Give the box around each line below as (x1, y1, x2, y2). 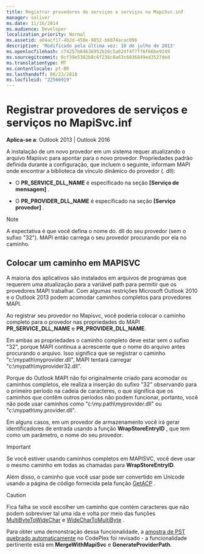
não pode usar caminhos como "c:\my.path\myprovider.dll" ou (6, 400, 162, 407)
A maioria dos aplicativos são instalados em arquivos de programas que (6, 274, 187, 281)
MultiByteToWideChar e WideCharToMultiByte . (6, 516, 125, 524)
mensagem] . (15, 186, 50, 193)
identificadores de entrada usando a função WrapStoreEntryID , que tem (6, 424, 190, 432)
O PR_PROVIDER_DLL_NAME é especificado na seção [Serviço (15, 197, 176, 205)
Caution (6, 491, 26, 499)
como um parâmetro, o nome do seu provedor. (6, 431, 124, 438)
